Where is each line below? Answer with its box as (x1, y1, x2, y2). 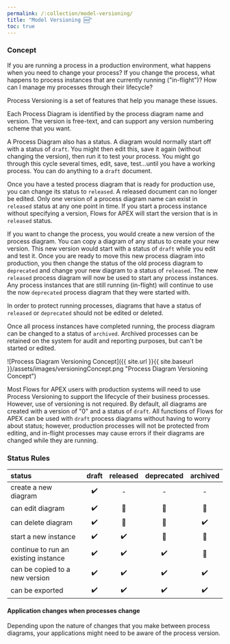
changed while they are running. (7, 436, 99, 444)
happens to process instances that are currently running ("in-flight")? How (7, 76, 217, 84)
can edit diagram (10, 504, 65, 514)
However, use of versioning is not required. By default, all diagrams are (7, 400, 207, 408)
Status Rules (7, 453, 50, 463)
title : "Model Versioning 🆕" (7, 16, 93, 23)
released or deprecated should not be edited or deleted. (7, 308, 164, 317)
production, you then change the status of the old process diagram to (7, 259, 203, 267)
